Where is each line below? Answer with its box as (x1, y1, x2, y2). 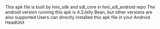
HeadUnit (5, 19, 25, 25)
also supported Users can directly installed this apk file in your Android (5, 14, 151, 20)
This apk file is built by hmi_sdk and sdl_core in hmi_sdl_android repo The (5, 4, 156, 10)
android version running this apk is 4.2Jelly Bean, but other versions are (5, 9, 153, 15)
